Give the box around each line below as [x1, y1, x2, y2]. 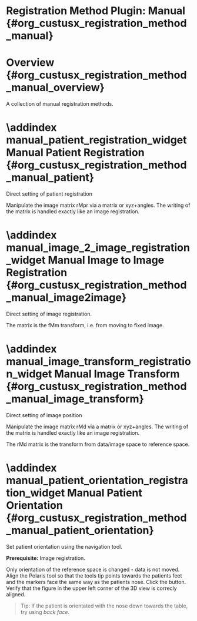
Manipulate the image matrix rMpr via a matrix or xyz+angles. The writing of [6, 202, 191, 209]
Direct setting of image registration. [6, 310, 92, 317]
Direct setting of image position [6, 411, 82, 418]
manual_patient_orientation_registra [6, 474, 188, 487]
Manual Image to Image [48, 254, 165, 267]
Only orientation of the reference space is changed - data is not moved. [6, 566, 180, 573]
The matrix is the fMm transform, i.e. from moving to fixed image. [6, 322, 164, 328]
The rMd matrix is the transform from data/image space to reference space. [6, 441, 190, 448]
